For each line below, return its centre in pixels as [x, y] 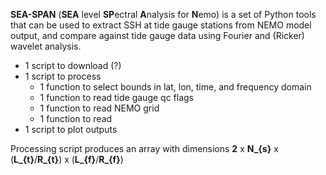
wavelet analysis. [46, 46]
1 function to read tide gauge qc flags [116, 97]
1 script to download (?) [73, 65]
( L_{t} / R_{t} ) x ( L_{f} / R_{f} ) [67, 159]
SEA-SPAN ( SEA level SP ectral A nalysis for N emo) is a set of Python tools [163, 14]
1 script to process [63, 76]
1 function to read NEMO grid [99, 108]
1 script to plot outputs [71, 129]
